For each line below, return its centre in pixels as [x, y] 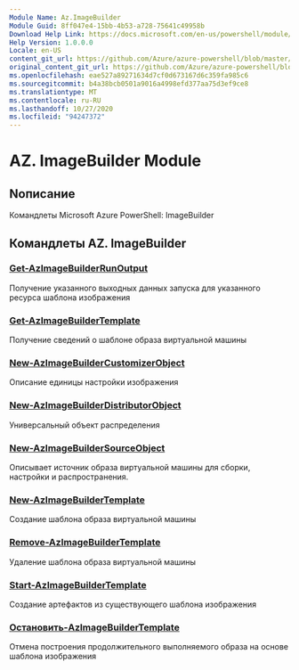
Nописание [42, 194]
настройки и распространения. [69, 477]
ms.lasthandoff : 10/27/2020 [61, 109]
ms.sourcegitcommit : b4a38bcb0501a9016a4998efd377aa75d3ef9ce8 [129, 84]
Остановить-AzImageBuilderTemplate [94, 627]
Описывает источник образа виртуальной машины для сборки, [130, 467]
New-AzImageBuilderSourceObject [87, 448]
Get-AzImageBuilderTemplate [75, 320]
